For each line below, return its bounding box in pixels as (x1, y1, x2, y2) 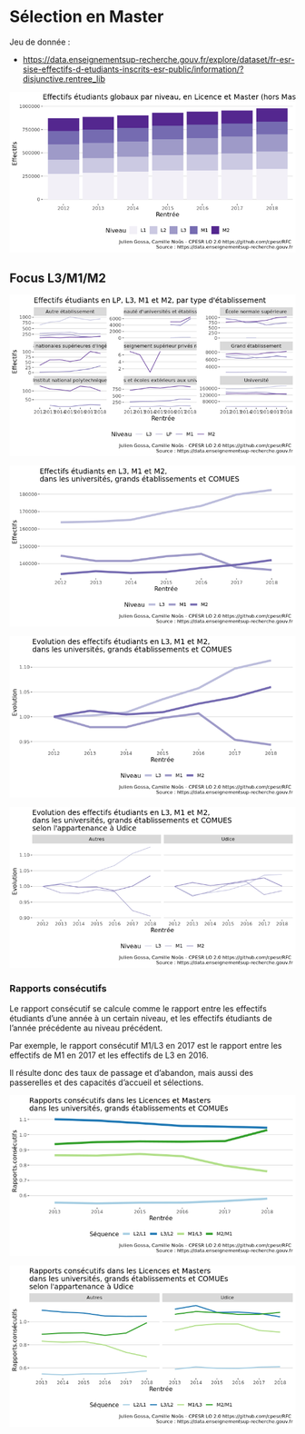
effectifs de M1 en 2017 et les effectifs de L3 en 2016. (9, 1050, 209, 1061)
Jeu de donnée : (9, 36, 71, 47)
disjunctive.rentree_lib (22, 73, 106, 84)
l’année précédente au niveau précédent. (9, 1022, 163, 1033)
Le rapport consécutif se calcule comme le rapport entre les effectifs (9, 1002, 268, 1014)
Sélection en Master (9, 6, 164, 27)
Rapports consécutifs (9, 982, 107, 995)
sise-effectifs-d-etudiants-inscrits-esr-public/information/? (22, 64, 244, 75)
